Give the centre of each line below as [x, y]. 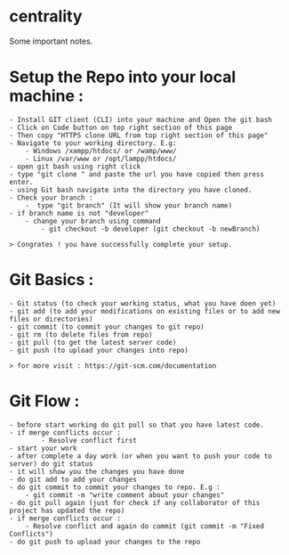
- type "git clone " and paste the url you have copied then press [137, 174]
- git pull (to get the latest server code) [93, 342]
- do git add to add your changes [73, 479]
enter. [21, 182]
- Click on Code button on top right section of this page [121, 127]
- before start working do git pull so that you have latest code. [137, 425]
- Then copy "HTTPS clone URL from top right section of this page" [139, 135]
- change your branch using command [93, 221]
